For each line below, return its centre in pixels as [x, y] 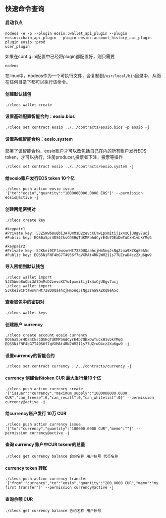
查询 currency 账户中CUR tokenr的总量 [45, 444]
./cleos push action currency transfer [46, 479]
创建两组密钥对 [20, 209]
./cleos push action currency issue [43, 424]
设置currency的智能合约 [30, 355]
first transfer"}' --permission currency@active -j [59, 488]
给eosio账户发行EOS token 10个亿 [40, 178]
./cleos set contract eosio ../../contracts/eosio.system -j [70, 167]
